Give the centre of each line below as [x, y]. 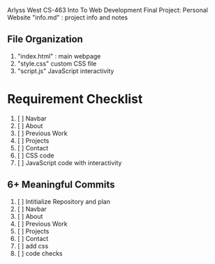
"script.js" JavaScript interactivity [66, 71]
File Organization [45, 39]
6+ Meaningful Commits [61, 185]
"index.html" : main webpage [59, 56]
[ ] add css [33, 246]
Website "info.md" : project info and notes [67, 17]
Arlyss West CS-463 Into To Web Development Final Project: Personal [107, 10]
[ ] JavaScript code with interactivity [69, 162]
